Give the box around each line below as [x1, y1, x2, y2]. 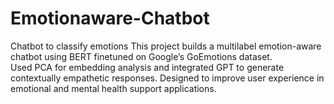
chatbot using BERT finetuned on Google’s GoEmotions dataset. [10, 50, 273, 62]
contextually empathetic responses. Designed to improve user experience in [10, 72, 325, 84]
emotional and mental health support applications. [10, 82, 217, 94]
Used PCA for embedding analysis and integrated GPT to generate [10, 61, 285, 73]
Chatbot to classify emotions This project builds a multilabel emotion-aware [10, 40, 322, 52]
